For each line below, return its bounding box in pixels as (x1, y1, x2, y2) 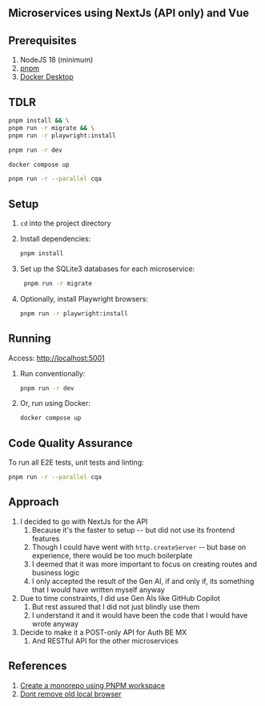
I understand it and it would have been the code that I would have (31, 610, 248, 620)
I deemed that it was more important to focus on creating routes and (31, 559, 258, 569)
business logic (31, 567, 80, 577)
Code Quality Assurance (8, 436, 134, 450)
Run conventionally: (19, 368, 86, 378)
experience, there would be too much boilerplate (31, 550, 193, 560)
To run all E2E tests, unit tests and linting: (8, 457, 144, 468)
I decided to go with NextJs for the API (19, 517, 148, 526)
